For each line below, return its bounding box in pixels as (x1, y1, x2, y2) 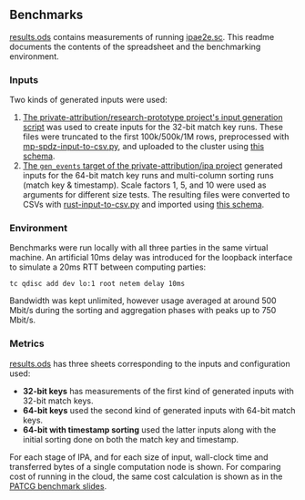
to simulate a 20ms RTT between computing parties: (9, 261, 207, 272)
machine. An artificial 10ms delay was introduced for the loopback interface (9, 252, 293, 263)
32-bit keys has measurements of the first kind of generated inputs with (22, 385, 294, 396)
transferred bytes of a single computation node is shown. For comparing (9, 461, 281, 472)
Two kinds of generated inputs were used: (9, 95, 168, 106)
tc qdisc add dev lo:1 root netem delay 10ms (9, 280, 185, 289)
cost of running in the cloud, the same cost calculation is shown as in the (9, 471, 283, 482)
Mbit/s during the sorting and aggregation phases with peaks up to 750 (9, 305, 277, 316)
